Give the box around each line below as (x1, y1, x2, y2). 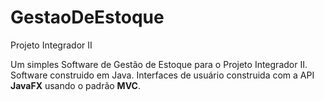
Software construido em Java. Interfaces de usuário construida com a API (10, 69, 315, 81)
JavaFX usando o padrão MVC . (10, 79, 141, 91)
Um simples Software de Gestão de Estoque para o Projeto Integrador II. (10, 58, 308, 70)
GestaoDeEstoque (10, 6, 165, 29)
